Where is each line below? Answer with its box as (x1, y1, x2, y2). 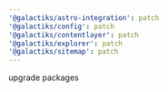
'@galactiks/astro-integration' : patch (8, 13, 160, 23)
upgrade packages (8, 72, 79, 83)
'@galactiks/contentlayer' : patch (8, 30, 140, 39)
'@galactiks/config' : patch (8, 22, 115, 31)
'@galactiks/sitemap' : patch (8, 47, 119, 56)
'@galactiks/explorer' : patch (8, 38, 124, 48)
